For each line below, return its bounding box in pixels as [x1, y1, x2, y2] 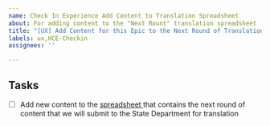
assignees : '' [8, 42, 56, 50]
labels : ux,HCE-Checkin [8, 34, 88, 43]
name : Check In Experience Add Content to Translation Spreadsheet [8, 11, 239, 20]
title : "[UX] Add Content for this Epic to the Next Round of [8, 26, 221, 35]
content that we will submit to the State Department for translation [19, 109, 239, 118]
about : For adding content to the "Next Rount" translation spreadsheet [8, 19, 257, 27]
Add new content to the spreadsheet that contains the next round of [19, 100, 246, 109]
